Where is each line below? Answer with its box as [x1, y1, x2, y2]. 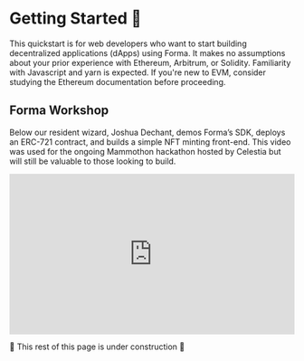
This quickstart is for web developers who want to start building [9, 38, 247, 49]
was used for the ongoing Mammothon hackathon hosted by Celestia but [9, 146, 281, 157]
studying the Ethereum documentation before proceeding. [9, 76, 226, 87]
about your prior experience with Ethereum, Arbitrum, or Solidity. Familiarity [9, 57, 291, 68]
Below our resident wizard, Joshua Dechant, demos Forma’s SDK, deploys [9, 127, 286, 138]
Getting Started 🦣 [9, 8, 142, 29]
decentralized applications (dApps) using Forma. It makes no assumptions [9, 47, 286, 58]
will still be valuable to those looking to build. [9, 156, 176, 166]
